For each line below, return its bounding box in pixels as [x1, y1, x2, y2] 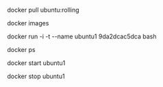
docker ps [7, 46, 36, 53]
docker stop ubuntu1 [7, 72, 65, 80]
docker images [7, 19, 49, 27]
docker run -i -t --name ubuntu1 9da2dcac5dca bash [7, 32, 157, 40]
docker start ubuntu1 [7, 59, 66, 67]
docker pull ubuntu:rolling [7, 6, 80, 14]
